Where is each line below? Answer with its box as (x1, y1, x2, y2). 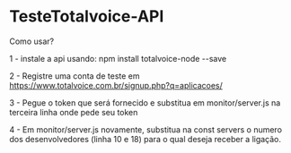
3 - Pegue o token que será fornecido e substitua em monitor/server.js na (9, 97, 281, 108)
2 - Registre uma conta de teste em (9, 70, 140, 81)
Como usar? (9, 36, 55, 47)
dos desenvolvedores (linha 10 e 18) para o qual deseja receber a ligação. (9, 133, 281, 144)
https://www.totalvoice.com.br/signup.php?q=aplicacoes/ (9, 80, 223, 90)
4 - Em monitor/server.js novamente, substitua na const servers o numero (9, 123, 283, 135)
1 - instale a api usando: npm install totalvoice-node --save (9, 53, 227, 64)
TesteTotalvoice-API (9, 6, 164, 27)
